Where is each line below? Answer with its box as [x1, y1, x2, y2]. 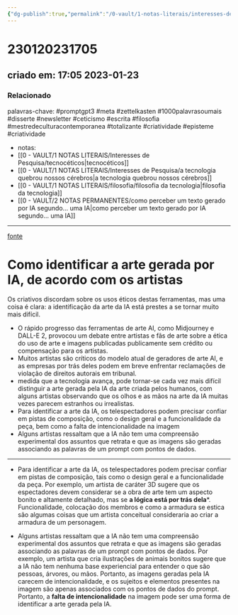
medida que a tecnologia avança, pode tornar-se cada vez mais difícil [17, 377, 222, 385]
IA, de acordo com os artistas [7, 272, 183, 288]
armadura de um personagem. [17, 518, 107, 527]
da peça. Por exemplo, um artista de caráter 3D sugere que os [17, 481, 200, 489]
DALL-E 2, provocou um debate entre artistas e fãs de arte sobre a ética [17, 331, 228, 340]
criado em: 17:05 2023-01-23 [7, 69, 140, 82]
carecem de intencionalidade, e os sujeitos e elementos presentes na [17, 577, 220, 586]
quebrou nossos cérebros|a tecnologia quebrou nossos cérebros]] [17, 173, 212, 182]
